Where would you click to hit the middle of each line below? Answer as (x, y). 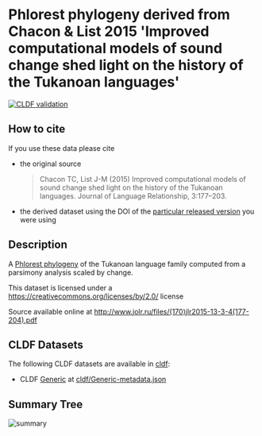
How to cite (37, 129)
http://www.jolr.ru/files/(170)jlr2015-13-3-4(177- (172, 311)
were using (38, 219)
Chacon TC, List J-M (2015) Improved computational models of (143, 179)
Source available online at (50, 311)
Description (38, 245)
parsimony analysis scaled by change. (71, 272)
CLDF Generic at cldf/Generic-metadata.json (93, 380)
